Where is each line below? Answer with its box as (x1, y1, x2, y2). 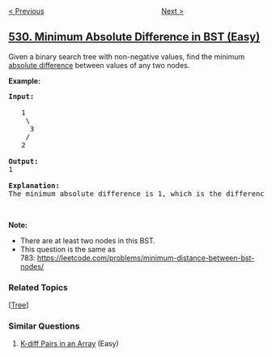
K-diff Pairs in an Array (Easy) (19, 339, 119, 349)
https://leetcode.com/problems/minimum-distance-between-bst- (36, 253, 255, 263)
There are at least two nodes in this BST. (19, 235, 156, 245)
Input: (8, 92, 35, 101)
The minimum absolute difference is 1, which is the (8, 189, 223, 198)
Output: (8, 157, 39, 165)
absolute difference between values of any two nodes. (8, 60, 190, 70)
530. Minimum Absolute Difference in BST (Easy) (8, 30, 261, 44)
